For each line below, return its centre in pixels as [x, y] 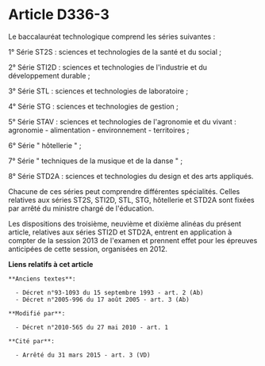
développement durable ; [49, 75]
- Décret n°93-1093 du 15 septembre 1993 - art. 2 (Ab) [109, 292]
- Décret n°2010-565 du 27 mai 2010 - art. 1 [92, 327]
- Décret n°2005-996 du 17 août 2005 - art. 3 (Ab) [103, 299]
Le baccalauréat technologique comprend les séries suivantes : [112, 36]
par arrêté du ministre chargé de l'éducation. [81, 208]
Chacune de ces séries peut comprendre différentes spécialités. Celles [124, 191]
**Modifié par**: [37, 313]
